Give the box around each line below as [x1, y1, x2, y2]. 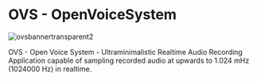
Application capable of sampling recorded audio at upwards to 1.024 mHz [8, 56, 250, 65]
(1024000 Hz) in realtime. [8, 64, 92, 73]
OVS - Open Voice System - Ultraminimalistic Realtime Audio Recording [8, 47, 243, 56]
